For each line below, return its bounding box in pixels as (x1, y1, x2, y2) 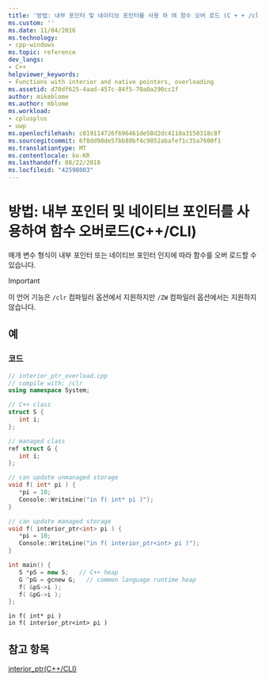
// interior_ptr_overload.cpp (8, 371, 108, 380)
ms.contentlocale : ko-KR (8, 151, 90, 159)
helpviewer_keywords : (8, 70, 80, 78)
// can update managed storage (8, 517, 112, 525)
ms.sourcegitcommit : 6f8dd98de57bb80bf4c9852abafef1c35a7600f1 (8, 136, 222, 145)
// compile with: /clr (8, 379, 83, 387)
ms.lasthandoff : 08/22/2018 (8, 159, 101, 167)
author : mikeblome (8, 93, 69, 101)
